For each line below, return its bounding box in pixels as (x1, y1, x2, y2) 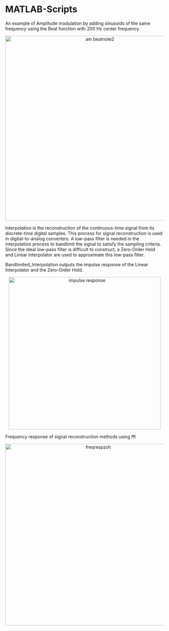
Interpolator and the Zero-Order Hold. (5, 267, 83, 273)
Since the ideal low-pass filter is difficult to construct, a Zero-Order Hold (5, 246, 155, 252)
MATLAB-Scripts (5, 4, 77, 15)
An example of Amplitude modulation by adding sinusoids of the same (5, 20, 151, 26)
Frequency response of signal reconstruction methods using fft (5, 433, 136, 440)
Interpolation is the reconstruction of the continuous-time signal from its (5, 225, 154, 231)
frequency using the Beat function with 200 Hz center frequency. (5, 25, 140, 31)
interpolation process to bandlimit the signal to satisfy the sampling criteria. (5, 241, 161, 247)
